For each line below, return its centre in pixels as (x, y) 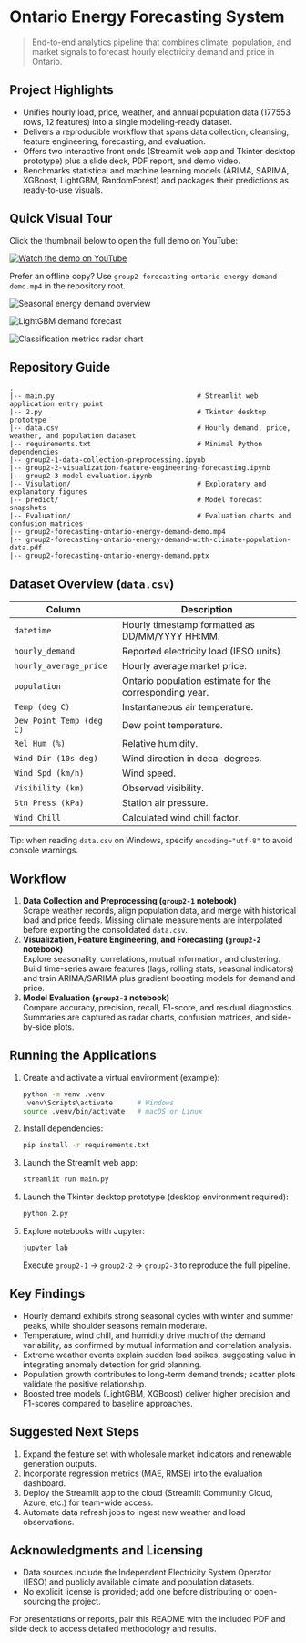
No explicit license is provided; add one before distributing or (138, 1592)
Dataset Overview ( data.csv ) (92, 584)
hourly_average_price (61, 666)
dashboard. (44, 1483)
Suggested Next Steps (74, 1432)
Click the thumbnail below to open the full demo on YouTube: (124, 240)
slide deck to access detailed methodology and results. (113, 1629)
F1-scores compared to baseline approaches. (107, 1403)
